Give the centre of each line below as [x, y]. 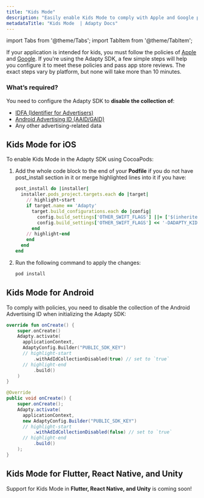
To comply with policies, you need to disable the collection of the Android [98, 307]
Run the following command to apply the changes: [78, 262]
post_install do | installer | [52, 189]
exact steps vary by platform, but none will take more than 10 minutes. [94, 72]
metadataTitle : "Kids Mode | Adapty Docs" [62, 23]
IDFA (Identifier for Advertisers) [54, 113]
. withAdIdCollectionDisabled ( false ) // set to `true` [103, 432]
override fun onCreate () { [40, 325]
